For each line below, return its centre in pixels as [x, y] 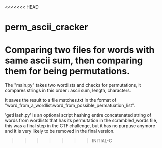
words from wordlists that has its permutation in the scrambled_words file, [81, 120]
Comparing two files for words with [80, 50]
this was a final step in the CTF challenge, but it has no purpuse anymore [80, 126]
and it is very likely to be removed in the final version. [60, 131]
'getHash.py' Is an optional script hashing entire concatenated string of [78, 115]
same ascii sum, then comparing [74, 61]
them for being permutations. [68, 71]
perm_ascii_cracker [47, 27]
